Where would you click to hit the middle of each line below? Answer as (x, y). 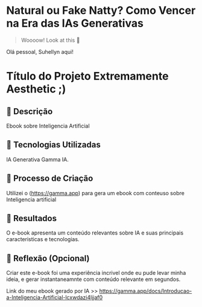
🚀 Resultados (32, 218)
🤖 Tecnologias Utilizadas (53, 145)
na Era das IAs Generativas (75, 23)
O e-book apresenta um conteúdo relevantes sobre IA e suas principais (95, 233)
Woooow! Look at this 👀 (50, 40)
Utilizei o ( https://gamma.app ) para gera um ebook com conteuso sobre (96, 193)
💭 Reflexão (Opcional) (48, 258)
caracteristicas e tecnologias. (43, 239)
